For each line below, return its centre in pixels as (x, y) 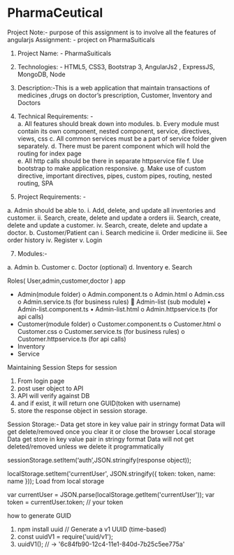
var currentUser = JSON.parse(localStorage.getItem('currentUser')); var (111, 494)
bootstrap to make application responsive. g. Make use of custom (111, 168)
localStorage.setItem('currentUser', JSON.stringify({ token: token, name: (111, 473)
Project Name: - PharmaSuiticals (64, 53)
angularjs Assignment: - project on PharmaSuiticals (81, 39)
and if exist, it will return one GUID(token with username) (99, 403)
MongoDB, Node (42, 74)
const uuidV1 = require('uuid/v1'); (65, 536)
